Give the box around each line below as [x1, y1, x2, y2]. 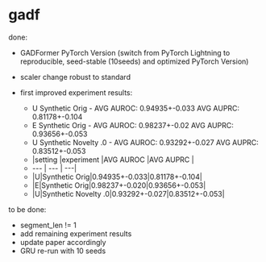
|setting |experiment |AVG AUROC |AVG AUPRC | [31, 155, 195, 164]
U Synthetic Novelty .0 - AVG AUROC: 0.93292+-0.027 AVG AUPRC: [31, 137, 260, 147]
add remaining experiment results [19, 228, 132, 239]
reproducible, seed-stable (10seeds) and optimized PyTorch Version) [19, 56, 249, 66]
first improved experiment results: [19, 87, 133, 98]
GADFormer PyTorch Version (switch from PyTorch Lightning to [19, 48, 231, 57]
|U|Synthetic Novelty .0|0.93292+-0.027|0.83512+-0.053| [31, 189, 225, 198]
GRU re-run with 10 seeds [19, 246, 106, 256]
